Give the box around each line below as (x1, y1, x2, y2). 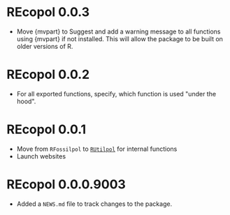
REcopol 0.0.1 (6, 121, 87, 138)
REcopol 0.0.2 (6, 67, 90, 82)
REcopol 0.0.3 (6, 4, 90, 20)
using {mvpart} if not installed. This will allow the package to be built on (16, 34, 223, 43)
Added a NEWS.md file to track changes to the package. (16, 200, 173, 208)
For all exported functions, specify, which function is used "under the (16, 89, 217, 98)
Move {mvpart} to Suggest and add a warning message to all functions (16, 27, 221, 36)
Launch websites (16, 151, 66, 161)
